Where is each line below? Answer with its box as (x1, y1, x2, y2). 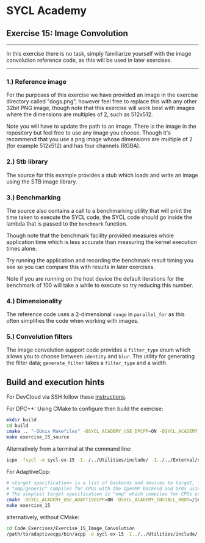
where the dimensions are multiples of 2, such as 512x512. (6, 111, 153, 118)
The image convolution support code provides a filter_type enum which (6, 346, 191, 353)
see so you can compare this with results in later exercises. (6, 263, 156, 270)
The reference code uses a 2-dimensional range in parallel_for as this (6, 311, 185, 318)
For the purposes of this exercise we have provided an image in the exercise (6, 91, 198, 98)
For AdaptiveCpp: (6, 468, 51, 475)
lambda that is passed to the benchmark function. (6, 220, 128, 227)
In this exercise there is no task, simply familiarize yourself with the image (6, 50, 192, 57)
